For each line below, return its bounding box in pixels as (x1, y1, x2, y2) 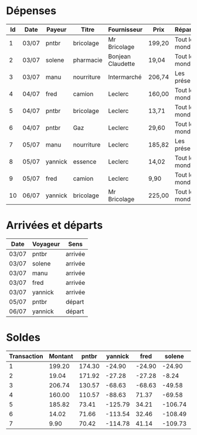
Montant (49, 352, 73, 360)
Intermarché (108, 72, 142, 81)
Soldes (6, 331, 41, 344)
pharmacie (73, 56, 103, 64)
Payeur (46, 25, 67, 34)
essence (73, 157, 97, 165)
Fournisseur (108, 25, 143, 34)
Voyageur (32, 240, 60, 248)
